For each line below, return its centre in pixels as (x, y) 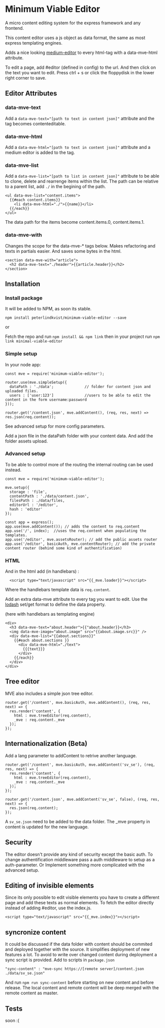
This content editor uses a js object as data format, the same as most (75, 38)
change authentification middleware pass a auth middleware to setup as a (80, 859)
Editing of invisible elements (49, 885)
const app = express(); (30, 522)
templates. (16, 535)
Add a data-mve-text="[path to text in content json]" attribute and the (80, 118)
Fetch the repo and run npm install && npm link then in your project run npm (82, 337)
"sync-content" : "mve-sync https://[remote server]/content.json (75, 969)
